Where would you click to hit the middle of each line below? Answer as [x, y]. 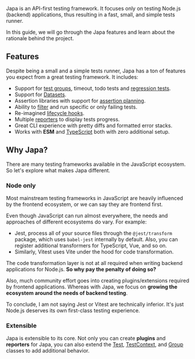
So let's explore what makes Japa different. [58, 170]
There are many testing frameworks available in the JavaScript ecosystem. [96, 164]
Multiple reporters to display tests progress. [67, 119]
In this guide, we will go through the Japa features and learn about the [90, 32]
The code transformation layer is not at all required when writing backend [94, 263]
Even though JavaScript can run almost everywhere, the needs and [87, 215]
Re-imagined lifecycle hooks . [49, 113]
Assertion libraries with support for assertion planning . [80, 100]
